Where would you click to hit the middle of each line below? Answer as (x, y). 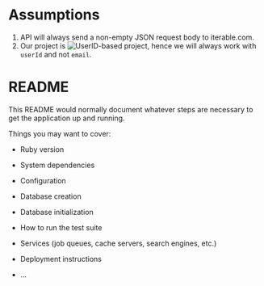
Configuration (43, 180)
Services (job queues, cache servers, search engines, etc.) (118, 243)
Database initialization (57, 212)
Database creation (51, 196)
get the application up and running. (67, 118)
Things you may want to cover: (60, 133)
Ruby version (42, 149)
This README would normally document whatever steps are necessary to (131, 109)
